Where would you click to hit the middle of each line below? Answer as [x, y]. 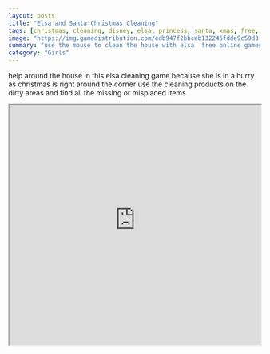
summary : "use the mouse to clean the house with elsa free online [125, 46]
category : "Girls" [39, 53]
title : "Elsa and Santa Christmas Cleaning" [83, 23]
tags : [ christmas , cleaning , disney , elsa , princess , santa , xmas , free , [134, 30]
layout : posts [32, 16]
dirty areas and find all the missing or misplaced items [97, 93]
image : [19, 38]
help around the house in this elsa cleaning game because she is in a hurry [131, 76]
